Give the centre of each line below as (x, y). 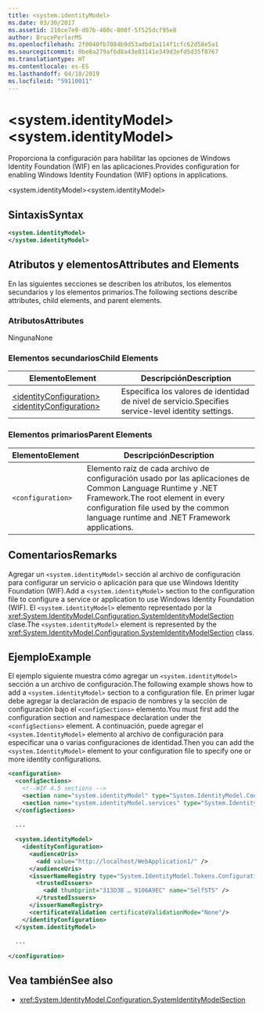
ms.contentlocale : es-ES (49, 67)
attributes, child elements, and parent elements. (85, 300)
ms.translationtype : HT (47, 60)
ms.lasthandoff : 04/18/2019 (54, 74)
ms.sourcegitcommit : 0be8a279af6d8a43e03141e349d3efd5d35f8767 (113, 52)
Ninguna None (31, 338)
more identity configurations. (55, 759)
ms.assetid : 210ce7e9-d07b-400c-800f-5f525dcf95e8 (92, 30)
